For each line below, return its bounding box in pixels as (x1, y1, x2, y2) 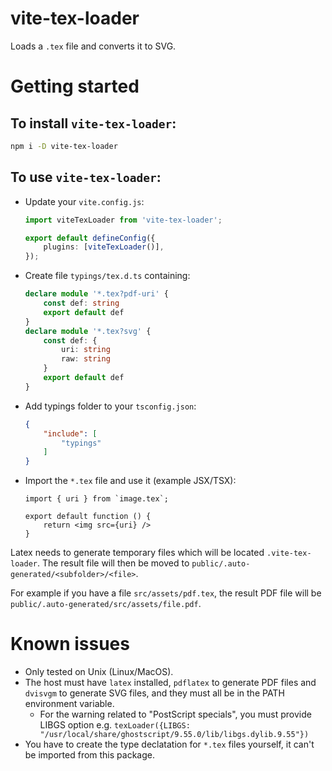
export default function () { (24, 512, 152, 522)
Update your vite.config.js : (24, 195, 145, 207)
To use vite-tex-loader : (10, 169, 162, 186)
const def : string (43, 298, 120, 308)
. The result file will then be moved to (36, 557, 190, 569)
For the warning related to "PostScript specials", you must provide (39, 708, 312, 721)
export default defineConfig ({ (24, 233, 156, 243)
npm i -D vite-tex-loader (10, 141, 118, 151)
